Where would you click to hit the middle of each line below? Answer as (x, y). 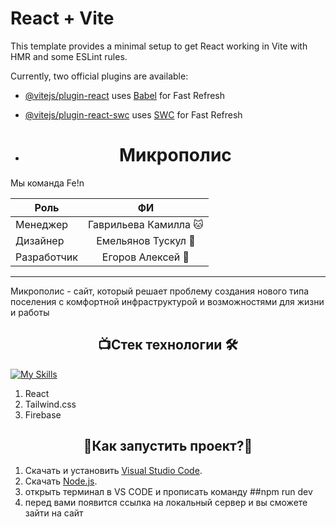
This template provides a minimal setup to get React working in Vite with (159, 46)
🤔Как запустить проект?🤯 (168, 446)
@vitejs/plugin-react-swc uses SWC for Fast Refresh (133, 114)
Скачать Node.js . (61, 481)
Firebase (43, 414)
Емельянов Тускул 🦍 (146, 240)
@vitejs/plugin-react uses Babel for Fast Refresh (125, 95)
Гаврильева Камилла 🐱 (146, 224)
